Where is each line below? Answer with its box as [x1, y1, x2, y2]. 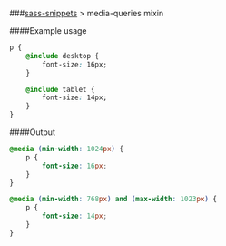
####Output [9, 127, 56, 138]
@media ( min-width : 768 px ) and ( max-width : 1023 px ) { [9, 195, 218, 204]
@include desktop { [25, 51, 100, 60]
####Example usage [9, 26, 87, 36]
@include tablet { [25, 85, 95, 94]
